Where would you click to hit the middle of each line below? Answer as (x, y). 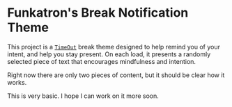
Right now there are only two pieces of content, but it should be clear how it (116, 75)
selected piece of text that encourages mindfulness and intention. (102, 61)
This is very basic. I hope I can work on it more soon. (83, 96)
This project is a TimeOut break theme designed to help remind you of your (114, 47)
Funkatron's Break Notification (98, 13)
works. (17, 82)
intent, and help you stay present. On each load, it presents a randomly (109, 54)
